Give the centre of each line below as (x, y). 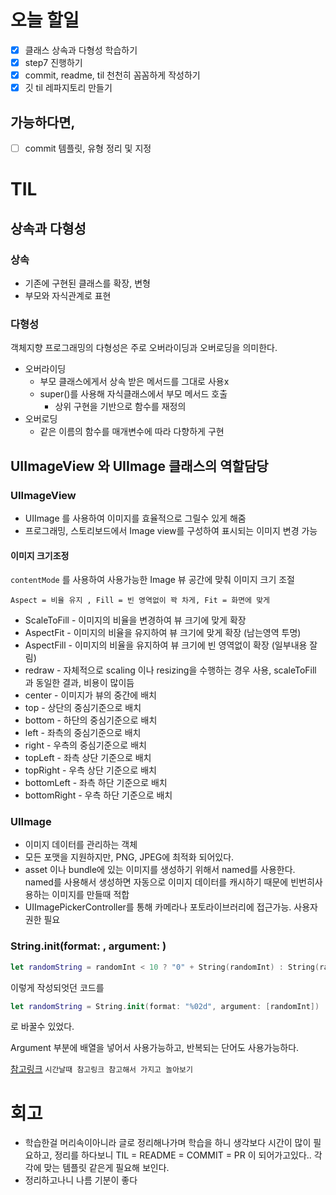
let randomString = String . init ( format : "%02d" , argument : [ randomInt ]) (165, 1006)
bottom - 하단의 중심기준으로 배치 (91, 720)
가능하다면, (43, 122)
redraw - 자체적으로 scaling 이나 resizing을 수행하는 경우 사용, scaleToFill (170, 670)
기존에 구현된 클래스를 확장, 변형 (87, 283)
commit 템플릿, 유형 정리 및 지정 (88, 148)
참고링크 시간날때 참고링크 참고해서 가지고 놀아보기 (101, 1069)
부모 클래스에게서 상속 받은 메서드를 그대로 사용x (134, 382)
